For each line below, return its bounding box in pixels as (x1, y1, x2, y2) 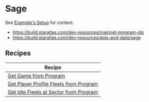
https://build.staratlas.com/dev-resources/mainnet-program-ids (12, 29, 144, 35)
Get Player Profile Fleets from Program (7, 80, 98, 87)
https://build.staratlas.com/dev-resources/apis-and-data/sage (12, 34, 141, 40)
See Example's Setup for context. (5, 19, 74, 25)
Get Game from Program (7, 72, 65, 79)
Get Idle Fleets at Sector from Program (7, 88, 98, 95)
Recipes (5, 49, 31, 57)
